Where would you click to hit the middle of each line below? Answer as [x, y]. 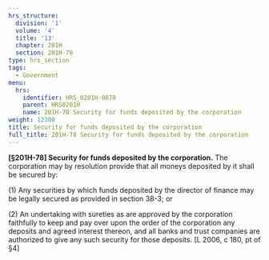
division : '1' [39, 23]
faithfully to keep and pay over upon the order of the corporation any [122, 222]
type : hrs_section [39, 61]
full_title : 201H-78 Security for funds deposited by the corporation [128, 134]
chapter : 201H [39, 46]
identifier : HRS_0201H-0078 [69, 98]
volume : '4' [36, 30]
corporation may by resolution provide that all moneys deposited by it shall [131, 166]
